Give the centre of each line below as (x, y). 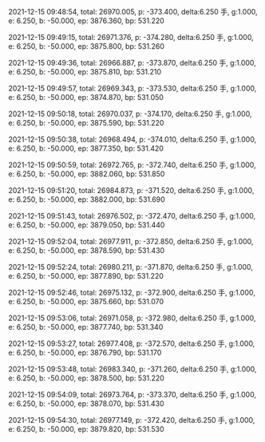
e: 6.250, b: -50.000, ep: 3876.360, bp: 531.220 (87, 21)
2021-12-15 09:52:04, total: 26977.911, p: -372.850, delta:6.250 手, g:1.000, (131, 241)
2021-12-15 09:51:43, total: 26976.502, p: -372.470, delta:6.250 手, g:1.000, (132, 216)
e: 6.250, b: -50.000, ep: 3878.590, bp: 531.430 (87, 250)
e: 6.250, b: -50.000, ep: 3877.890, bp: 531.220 (86, 276)
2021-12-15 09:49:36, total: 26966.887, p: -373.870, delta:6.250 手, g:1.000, (132, 63)
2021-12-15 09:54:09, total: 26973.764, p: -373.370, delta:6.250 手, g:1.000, (132, 394)
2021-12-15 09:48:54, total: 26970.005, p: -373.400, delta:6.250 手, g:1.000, (133, 12)
